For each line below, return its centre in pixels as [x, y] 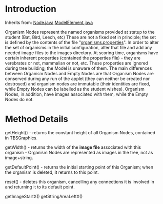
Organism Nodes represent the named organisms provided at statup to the [80, 32]
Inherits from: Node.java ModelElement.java [49, 22]
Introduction [31, 9]
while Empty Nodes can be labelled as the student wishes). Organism [75, 89]
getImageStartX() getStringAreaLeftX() [44, 196]
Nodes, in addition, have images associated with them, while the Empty [77, 94]
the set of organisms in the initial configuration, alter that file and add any [79, 47]
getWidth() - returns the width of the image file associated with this [73, 147]
